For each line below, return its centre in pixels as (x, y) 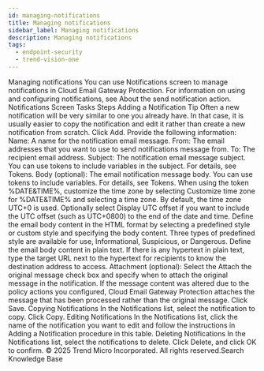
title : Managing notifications (59, 23)
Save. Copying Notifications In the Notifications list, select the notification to (132, 308)
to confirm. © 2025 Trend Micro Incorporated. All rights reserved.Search (126, 350)
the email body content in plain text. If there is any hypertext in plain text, (126, 249)
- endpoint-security (49, 52)
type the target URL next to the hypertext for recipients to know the (117, 258)
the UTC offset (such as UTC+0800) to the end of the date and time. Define (131, 216)
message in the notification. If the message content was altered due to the (129, 283)
